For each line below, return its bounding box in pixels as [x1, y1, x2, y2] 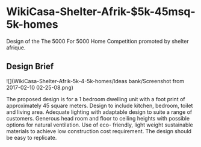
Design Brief [6, 61, 54, 72]
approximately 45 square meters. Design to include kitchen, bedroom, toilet [6, 102, 193, 109]
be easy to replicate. [6, 134, 57, 141]
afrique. [6, 44, 26, 51]
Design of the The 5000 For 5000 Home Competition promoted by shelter [6, 37, 190, 45]
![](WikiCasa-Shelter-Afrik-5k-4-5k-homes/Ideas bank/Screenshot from [6, 77, 185, 84]
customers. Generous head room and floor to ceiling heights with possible [6, 114, 190, 122]
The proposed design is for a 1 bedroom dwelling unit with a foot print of [6, 95, 185, 102]
